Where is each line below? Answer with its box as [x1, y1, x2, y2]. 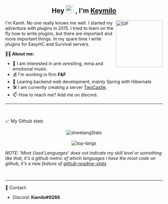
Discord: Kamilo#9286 [12, 194, 60, 200]
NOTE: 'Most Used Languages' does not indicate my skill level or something [5, 149, 162, 155]
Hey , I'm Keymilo [51, 6, 116, 15]
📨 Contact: [5, 184, 27, 190]
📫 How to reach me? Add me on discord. [12, 91, 98, 97]
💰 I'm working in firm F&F [12, 71, 66, 77]
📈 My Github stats [5, 118, 43, 124]
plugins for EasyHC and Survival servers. [5, 41, 90, 47]
